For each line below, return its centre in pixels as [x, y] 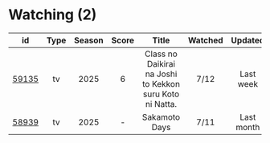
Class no [161, 54]
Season [88, 40]
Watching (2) [53, 15]
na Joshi [161, 74]
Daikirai [161, 63]
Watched [205, 40]
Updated [248, 40]
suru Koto [161, 94]
